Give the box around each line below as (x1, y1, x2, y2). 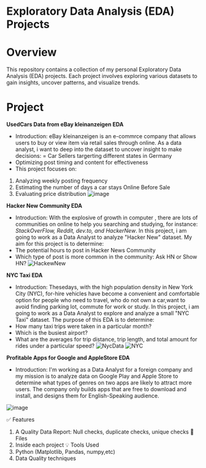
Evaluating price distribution (15, 190, 86, 198)
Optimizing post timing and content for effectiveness (15, 158, 148, 166)
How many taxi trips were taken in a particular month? (15, 322, 152, 330)
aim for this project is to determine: (15, 240, 104, 248)
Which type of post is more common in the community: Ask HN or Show (15, 253, 197, 260)
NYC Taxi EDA (6, 271, 43, 279)
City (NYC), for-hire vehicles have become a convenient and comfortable (15, 290, 200, 297)
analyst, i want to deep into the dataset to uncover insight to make (15, 146, 182, 153)
